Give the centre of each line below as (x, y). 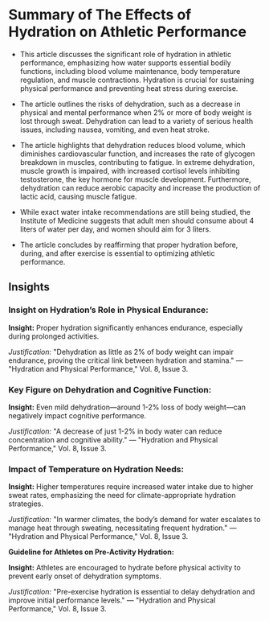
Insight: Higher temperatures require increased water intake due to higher (131, 487)
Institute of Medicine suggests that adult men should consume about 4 (137, 220)
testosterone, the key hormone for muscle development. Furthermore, (135, 179)
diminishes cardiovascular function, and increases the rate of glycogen (137, 154)
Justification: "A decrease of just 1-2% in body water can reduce (115, 431)
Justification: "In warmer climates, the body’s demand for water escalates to (134, 520)
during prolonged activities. (54, 336)
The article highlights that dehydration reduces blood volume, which (133, 145)
